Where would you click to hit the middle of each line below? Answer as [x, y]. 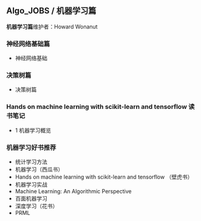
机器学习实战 [31, 184]
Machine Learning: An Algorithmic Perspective [73, 191]
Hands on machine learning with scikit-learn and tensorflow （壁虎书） [104, 177]
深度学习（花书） [36, 206]
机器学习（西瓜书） [39, 169]
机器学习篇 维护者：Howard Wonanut [52, 27]
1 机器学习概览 [33, 130]
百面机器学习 [31, 198]
